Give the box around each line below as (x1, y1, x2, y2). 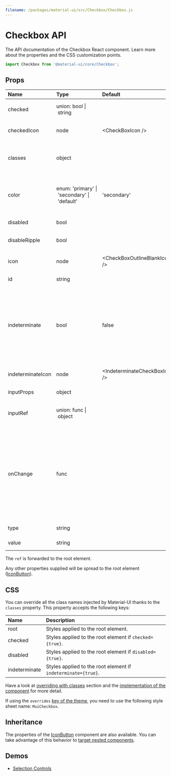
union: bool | (56, 103, 87, 110)
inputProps (8, 389, 34, 396)
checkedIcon (8, 127, 39, 134)
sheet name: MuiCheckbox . (5, 703, 59, 710)
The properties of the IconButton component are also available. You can (5, 731, 156, 738)
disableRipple (8, 237, 41, 244)
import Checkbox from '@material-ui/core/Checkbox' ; (5, 62, 120, 67)
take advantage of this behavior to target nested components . (5, 737, 135, 743)
